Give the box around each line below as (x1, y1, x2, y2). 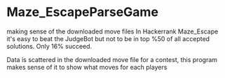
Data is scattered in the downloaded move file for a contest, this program (6, 55, 218, 63)
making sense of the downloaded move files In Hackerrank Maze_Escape (6, 27, 219, 36)
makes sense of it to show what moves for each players (6, 63, 168, 71)
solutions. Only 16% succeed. (6, 42, 93, 50)
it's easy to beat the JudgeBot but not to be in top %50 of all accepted (6, 34, 210, 42)
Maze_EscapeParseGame (6, 4, 159, 20)
